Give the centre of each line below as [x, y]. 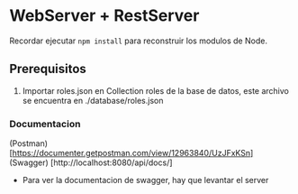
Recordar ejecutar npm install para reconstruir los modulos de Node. [139, 41]
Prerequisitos [48, 69]
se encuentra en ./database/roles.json [93, 100]
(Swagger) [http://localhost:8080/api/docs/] [91, 162]
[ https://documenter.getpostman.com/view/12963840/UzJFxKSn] [131, 153]
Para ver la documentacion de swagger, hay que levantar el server [145, 180]
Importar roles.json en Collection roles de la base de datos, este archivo [156, 90]
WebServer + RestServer [104, 16]
